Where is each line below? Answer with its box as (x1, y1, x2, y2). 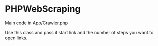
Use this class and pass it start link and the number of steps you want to (5, 29, 154, 35)
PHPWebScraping (5, 3, 81, 15)
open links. (5, 35, 28, 41)
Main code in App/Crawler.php (5, 20, 68, 26)
